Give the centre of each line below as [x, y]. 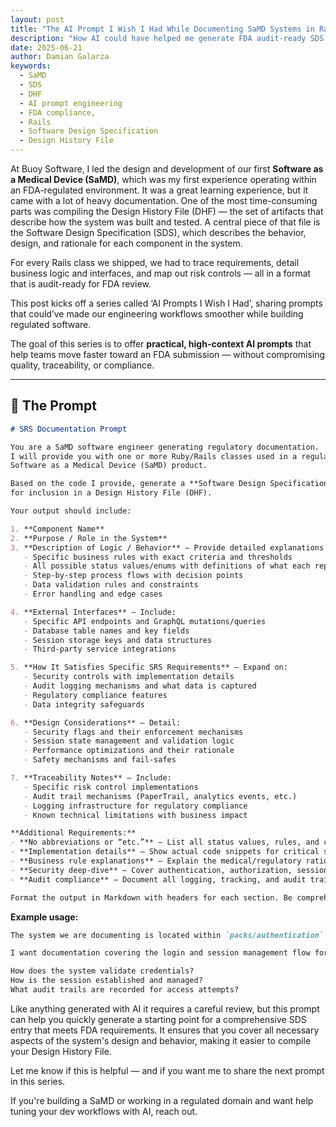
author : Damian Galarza [60, 57]
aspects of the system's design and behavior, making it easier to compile [161, 1040]
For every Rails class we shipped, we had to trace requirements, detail [155, 262]
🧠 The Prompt [53, 406]
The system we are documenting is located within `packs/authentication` [167, 935]
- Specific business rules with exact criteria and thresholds [158, 557]
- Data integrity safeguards [84, 704]
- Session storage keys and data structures [118, 640]
